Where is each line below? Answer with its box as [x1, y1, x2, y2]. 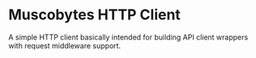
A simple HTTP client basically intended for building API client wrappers [8, 32, 249, 42]
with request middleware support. [8, 40, 122, 50]
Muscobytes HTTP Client [8, 6, 181, 24]
